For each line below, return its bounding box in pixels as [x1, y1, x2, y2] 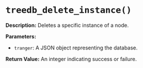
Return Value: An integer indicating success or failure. [5, 55, 137, 62]
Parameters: [5, 33, 36, 40]
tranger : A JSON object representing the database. [13, 44, 138, 51]
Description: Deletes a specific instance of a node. [5, 22, 129, 28]
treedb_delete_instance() [5, 5, 132, 16]
